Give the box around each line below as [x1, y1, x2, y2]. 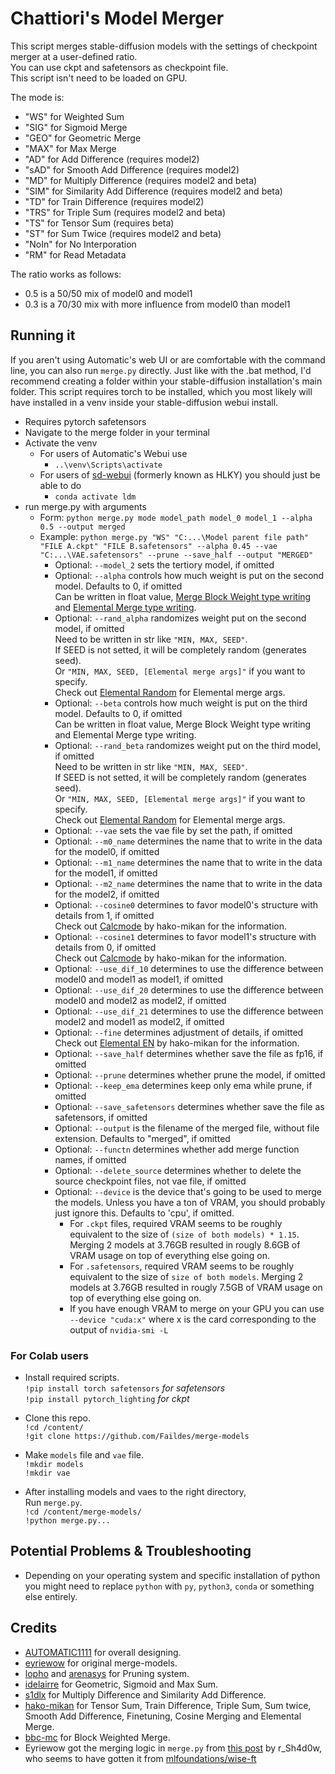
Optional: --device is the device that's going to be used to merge [54, 1185, 323, 1197]
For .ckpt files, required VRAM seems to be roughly [69, 1217, 283, 1229]
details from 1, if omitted [54, 909, 155, 921]
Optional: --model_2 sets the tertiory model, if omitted [54, 558, 275, 571]
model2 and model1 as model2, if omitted [54, 1015, 225, 1027]
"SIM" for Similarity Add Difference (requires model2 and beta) [24, 185, 283, 197]
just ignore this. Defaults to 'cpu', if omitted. [54, 1207, 235, 1219]
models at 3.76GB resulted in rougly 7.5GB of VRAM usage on [69, 1281, 323, 1293]
